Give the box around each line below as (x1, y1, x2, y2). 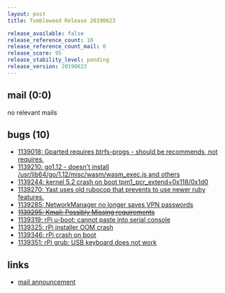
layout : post (7, 10, 46, 18)
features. (17, 193, 45, 201)
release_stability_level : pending (7, 56, 110, 64)
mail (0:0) (7, 90, 52, 102)
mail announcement (17, 278, 76, 287)
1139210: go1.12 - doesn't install (17, 163, 109, 171)
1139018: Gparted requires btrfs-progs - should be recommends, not (17, 147, 218, 156)
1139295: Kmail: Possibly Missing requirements (17, 208, 155, 217)
